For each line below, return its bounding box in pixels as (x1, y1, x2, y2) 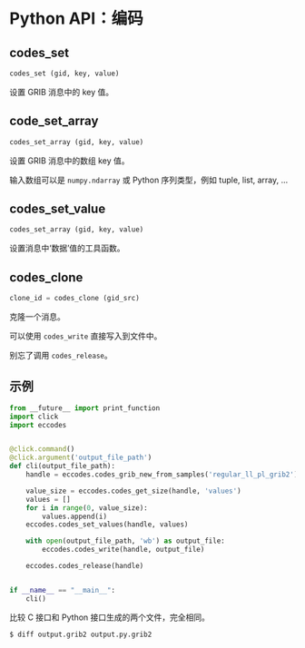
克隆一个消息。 (9, 310, 65, 322)
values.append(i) (42, 512, 107, 521)
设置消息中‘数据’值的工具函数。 (9, 242, 125, 254)
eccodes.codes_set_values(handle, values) (25, 520, 189, 529)
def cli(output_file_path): (9, 462, 116, 471)
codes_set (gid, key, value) (9, 69, 120, 78)
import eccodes (9, 420, 67, 429)
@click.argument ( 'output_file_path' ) (9, 453, 152, 463)
